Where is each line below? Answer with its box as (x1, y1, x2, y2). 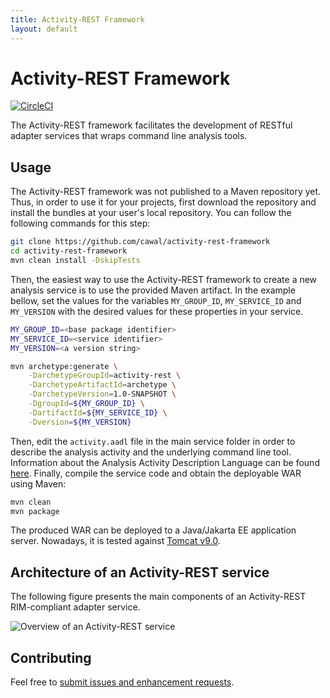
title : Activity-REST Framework (10, 14, 145, 25)
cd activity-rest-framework (10, 246, 128, 256)
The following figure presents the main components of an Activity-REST (10, 591, 307, 603)
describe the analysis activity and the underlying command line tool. (10, 446, 292, 458)
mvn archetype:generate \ (10, 361, 118, 371)
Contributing (10, 649, 92, 666)
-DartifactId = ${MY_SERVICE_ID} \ (28, 407, 168, 418)
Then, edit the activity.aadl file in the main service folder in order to (10, 435, 296, 447)
